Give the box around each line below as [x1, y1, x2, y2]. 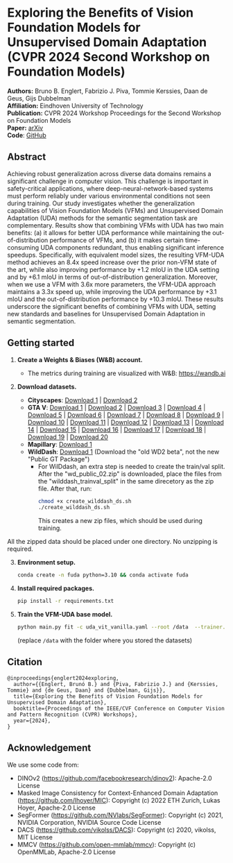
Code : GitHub [7, 130, 46, 139]
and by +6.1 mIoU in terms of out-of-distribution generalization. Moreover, [7, 273, 218, 281]
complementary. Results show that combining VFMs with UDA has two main [7, 221, 224, 230]
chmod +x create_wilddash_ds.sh [37, 497, 132, 504]
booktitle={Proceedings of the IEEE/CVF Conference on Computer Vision [13, 705, 225, 712]
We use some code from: [7, 760, 80, 769]
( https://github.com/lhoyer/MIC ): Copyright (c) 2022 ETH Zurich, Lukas [17, 796, 221, 804]
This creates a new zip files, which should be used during [37, 517, 203, 525]
